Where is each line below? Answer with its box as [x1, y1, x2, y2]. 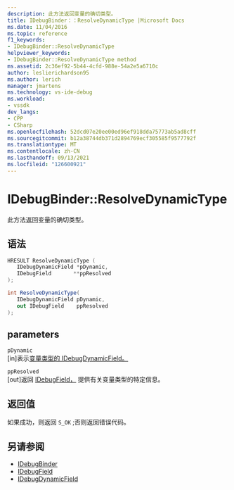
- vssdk [7, 102, 30, 109]
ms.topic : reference [7, 30, 68, 37]
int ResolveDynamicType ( [7, 289, 80, 296]
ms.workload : [7, 96, 46, 103]
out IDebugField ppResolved [16, 302, 109, 310]
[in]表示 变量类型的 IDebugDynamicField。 [7, 354, 129, 363]
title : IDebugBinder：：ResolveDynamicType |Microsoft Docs [7, 17, 185, 24]
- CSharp [7, 121, 33, 129]
